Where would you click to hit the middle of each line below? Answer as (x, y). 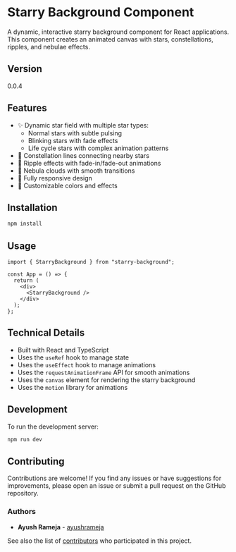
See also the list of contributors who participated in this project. (100, 541)
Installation (32, 208)
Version (25, 69)
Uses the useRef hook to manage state (73, 357)
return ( (26, 281)
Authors (22, 512)
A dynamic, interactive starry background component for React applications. (118, 32)
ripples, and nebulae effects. (49, 47)
